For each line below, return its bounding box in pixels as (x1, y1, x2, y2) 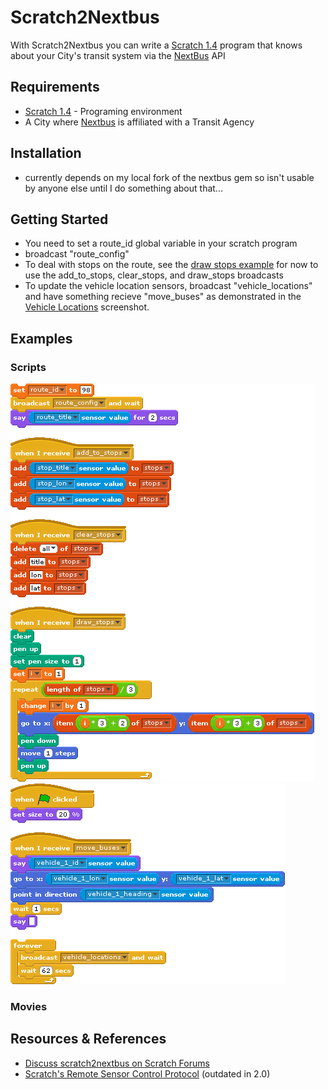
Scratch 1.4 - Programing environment (24, 105, 183, 117)
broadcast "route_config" (24, 248, 130, 260)
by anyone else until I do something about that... (24, 182, 223, 194)
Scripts (10, 360, 47, 374)
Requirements (10, 79, 100, 96)
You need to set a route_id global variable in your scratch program (24, 237, 298, 250)
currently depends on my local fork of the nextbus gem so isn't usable (24, 171, 315, 183)
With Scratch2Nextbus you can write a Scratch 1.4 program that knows (10, 39, 303, 51)
